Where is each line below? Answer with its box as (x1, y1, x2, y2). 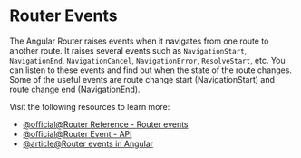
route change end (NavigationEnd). (9, 84, 141, 94)
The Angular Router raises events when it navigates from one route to (9, 35, 269, 46)
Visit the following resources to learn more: (9, 101, 170, 112)
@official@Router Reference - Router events (22, 119, 189, 130)
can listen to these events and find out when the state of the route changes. (9, 64, 293, 75)
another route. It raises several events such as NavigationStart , (9, 44, 248, 55)
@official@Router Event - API (22, 128, 133, 139)
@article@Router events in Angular (22, 138, 154, 149)
